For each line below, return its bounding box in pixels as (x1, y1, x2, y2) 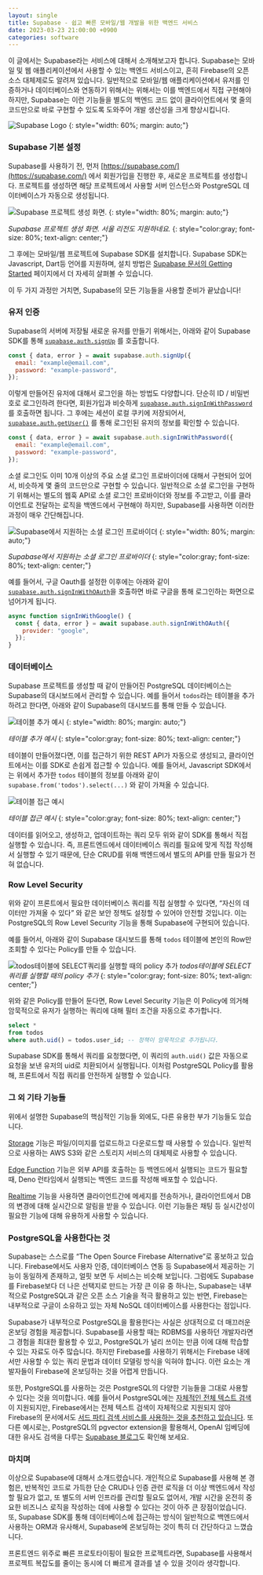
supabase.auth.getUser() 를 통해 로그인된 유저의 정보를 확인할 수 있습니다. (8, 418, 239, 428)
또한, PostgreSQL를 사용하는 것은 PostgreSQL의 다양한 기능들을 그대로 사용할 (8, 1383, 249, 1393)
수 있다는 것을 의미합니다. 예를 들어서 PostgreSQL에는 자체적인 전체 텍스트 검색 (8, 1393, 252, 1402)
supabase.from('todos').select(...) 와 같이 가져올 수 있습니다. (8, 780, 210, 789)
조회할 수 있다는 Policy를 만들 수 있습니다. (8, 944, 137, 954)
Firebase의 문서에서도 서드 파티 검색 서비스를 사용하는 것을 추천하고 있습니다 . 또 (8, 1412, 254, 1422)
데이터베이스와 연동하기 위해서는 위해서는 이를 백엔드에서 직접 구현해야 (35, 86, 252, 95)
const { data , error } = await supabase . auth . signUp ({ (8, 351, 192, 360)
